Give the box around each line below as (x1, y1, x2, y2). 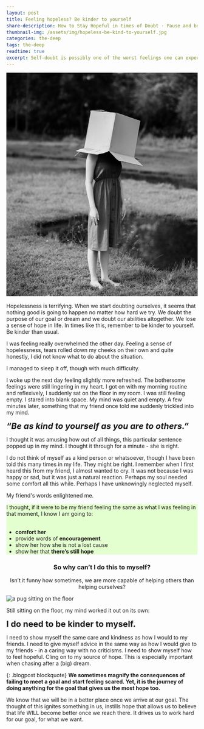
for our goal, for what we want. (6, 716, 84, 723)
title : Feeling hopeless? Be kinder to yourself (6, 16, 132, 23)
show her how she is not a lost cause (15, 541, 108, 548)
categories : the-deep (6, 35, 61, 42)
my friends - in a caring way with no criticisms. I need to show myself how (6, 647, 192, 654)
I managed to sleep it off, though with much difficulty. (6, 364, 140, 372)
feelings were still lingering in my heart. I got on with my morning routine (6, 382, 188, 390)
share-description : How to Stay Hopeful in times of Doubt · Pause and (6, 23, 191, 29)
